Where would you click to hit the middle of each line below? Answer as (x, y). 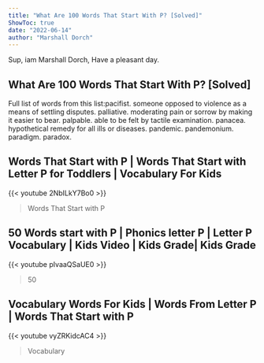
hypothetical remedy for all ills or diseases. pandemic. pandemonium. (121, 129)
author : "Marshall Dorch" (50, 37)
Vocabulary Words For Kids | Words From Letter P (132, 304)
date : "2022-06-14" (40, 30)
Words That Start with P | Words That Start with (127, 162)
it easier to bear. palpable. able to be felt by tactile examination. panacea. (127, 120)
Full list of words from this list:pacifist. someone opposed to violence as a (127, 104)
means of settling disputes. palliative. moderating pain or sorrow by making (130, 112)
